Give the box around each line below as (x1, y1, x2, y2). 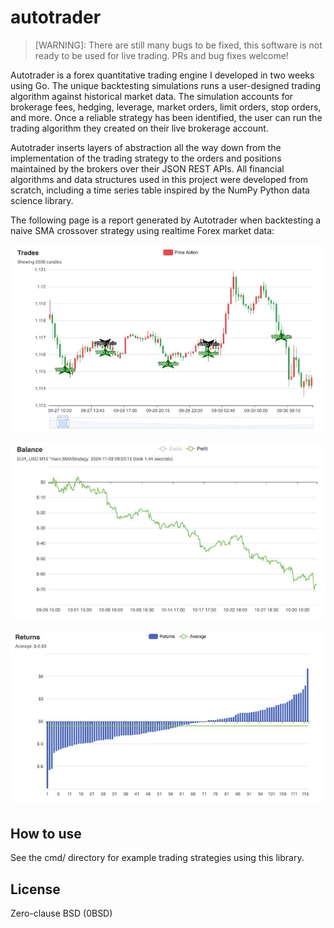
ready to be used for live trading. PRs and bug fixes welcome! (34, 49, 289, 61)
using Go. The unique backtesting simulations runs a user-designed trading (10, 79, 322, 91)
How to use (10, 826, 82, 843)
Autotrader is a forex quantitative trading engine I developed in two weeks (10, 69, 315, 81)
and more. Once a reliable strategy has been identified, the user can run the (10, 111, 323, 123)
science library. (10, 194, 74, 206)
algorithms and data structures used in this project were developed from (10, 173, 309, 185)
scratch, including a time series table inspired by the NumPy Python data (10, 184, 310, 196)
